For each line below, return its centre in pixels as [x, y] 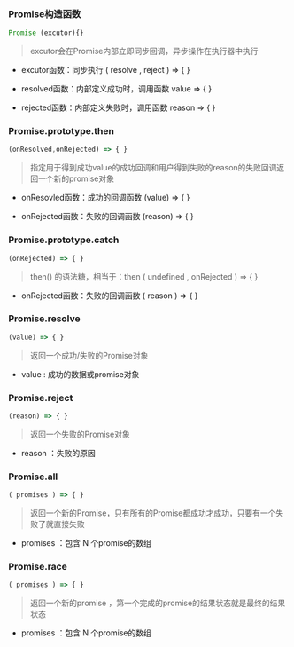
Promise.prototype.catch [64, 240]
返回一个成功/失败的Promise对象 [89, 355]
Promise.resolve [44, 319]
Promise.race [38, 566]
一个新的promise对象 [76, 178]
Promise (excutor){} [46, 33]
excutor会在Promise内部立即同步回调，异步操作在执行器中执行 [144, 51]
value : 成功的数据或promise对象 [80, 374]
